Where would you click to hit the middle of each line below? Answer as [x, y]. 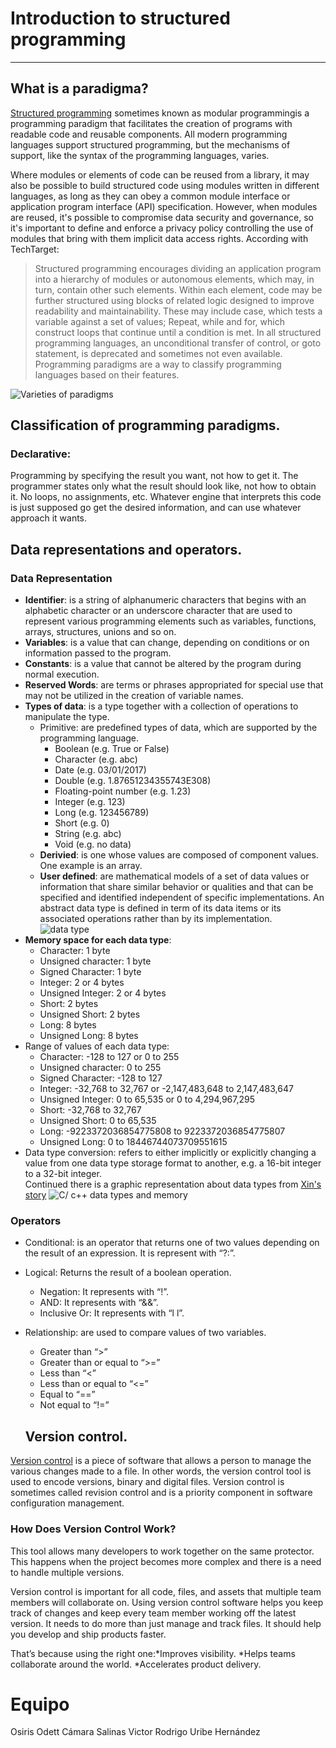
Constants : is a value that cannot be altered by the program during [163, 664]
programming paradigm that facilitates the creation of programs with [151, 123]
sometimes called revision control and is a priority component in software [161, 1493]
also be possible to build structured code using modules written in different [165, 185]
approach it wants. [49, 518]
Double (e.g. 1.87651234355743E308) [133, 781]
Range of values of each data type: [97, 1046]
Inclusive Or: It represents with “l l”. [112, 1313]
